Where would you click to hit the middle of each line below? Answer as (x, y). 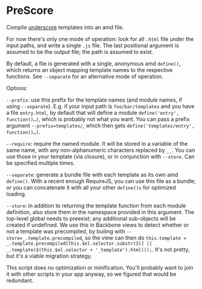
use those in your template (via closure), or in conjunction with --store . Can (100, 156)
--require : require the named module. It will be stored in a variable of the (97, 143)
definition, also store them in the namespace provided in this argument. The (100, 212)
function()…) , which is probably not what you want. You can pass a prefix (98, 119)
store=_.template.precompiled (44, 238)
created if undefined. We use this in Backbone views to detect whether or (98, 225)
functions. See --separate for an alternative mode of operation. (85, 76)
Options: (17, 88)
